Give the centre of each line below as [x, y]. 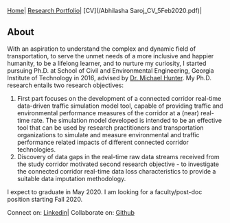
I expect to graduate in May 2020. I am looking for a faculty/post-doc [105, 191]
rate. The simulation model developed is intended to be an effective [126, 120]
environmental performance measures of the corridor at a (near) [108, 113]
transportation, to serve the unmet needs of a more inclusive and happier [111, 56]
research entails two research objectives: [66, 85]
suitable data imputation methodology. [71, 178]
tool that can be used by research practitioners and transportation [110, 128]
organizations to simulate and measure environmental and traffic [108, 134]
